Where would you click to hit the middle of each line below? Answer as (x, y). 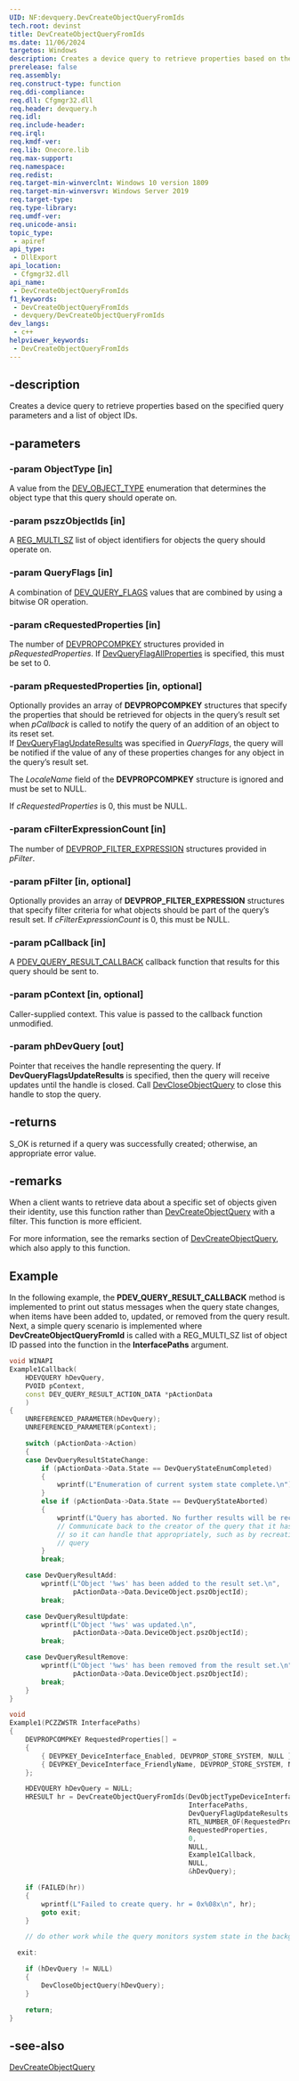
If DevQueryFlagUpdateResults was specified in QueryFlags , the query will (146, 744)
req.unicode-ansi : (43, 224)
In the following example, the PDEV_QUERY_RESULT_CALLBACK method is (147, 1297)
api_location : (36, 266)
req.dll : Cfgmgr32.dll (51, 100)
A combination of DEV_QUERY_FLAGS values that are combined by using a (146, 592)
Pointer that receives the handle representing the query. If (115, 1066)
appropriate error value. (53, 1153)
